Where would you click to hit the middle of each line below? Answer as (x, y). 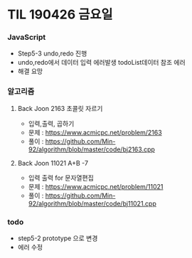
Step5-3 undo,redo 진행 (52, 53)
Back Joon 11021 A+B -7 (53, 163)
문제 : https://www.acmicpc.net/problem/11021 (96, 186)
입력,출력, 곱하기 (51, 123)
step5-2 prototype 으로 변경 (58, 238)
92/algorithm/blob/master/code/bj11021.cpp (92, 203)
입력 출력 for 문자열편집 (61, 178)
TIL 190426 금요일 (60, 15)
